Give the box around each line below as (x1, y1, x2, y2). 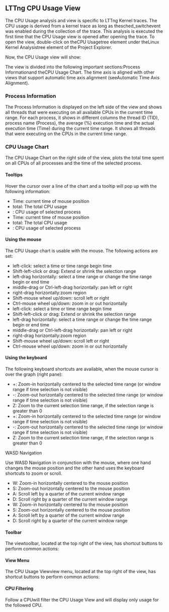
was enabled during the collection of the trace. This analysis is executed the (5, 28, 163, 34)
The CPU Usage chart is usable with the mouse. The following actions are (5, 247, 158, 254)
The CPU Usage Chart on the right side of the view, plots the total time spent (5, 155, 164, 161)
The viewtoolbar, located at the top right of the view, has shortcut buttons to (5, 540, 163, 546)
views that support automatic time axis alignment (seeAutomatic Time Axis (5, 74, 160, 80)
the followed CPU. (5, 602, 43, 608)
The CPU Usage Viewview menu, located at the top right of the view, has (5, 569, 156, 575)
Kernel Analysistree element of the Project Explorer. (5, 44, 112, 50)
